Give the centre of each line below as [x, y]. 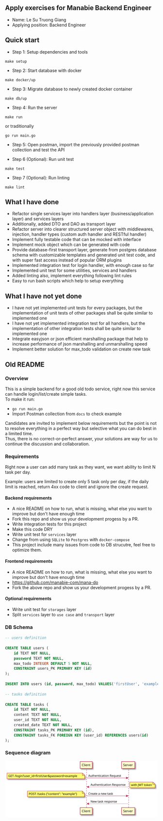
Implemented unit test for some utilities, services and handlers [74, 271]
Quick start [22, 40]
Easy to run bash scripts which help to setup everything [68, 281]
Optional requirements [28, 599]
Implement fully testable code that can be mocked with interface [77, 240]
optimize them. [27, 550]
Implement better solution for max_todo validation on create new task [81, 349]
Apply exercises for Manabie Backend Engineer [78, 8]
